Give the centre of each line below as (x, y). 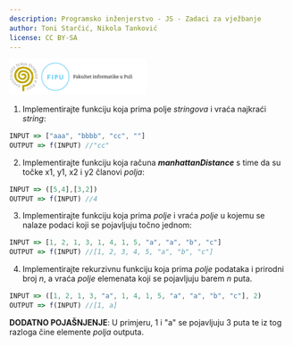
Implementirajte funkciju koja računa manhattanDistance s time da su (151, 162)
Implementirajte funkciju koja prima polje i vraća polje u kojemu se (143, 216)
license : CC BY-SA (43, 37)
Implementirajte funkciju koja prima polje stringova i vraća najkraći (144, 109)
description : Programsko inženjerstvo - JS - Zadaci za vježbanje (135, 19)
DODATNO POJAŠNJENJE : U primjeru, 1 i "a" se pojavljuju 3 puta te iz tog (146, 322)
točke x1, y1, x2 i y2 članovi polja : (83, 172)
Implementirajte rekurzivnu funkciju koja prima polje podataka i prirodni (153, 269)
